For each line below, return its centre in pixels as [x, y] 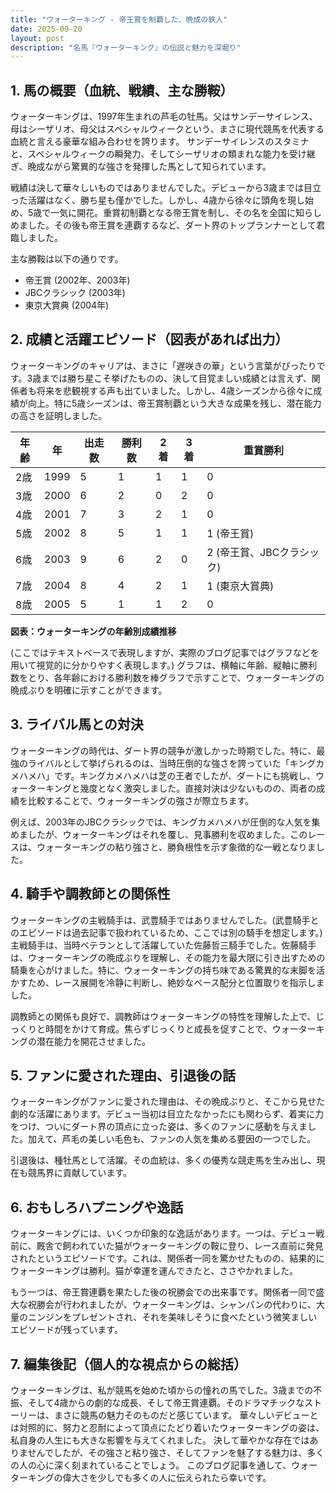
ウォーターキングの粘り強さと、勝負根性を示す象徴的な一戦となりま [176, 847]
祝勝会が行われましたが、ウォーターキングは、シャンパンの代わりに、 [172, 1305]
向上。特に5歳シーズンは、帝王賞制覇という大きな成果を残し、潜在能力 [174, 403]
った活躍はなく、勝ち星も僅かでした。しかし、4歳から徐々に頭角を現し [158, 200]
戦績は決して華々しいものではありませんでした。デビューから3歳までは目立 [166, 188]
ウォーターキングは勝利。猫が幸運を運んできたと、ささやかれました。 [154, 1271]
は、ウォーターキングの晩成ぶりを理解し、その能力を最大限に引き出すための [168, 957]
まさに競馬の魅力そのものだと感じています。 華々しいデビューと [186, 1415]
